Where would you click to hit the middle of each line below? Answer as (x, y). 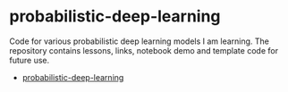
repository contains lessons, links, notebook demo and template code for (144, 50)
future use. (30, 60)
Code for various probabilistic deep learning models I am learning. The (140, 41)
